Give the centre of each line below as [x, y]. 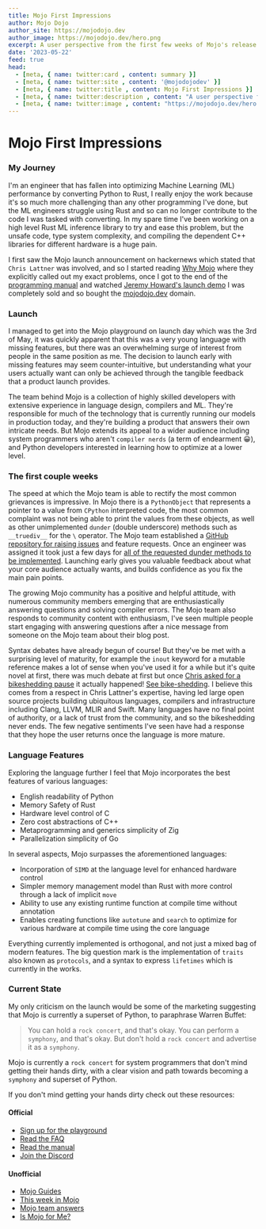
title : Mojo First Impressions [60, 15]
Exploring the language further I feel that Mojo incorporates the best [120, 773]
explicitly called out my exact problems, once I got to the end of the [118, 276]
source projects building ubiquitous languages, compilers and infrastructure [132, 701]
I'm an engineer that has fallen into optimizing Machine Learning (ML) [122, 185]
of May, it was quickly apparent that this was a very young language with [127, 339]
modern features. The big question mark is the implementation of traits [126, 952]
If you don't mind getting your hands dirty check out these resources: [122, 1094]
